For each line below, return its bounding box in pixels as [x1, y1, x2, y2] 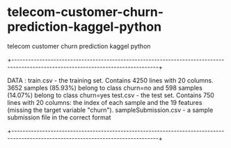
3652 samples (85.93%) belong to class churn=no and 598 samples [7, 83, 203, 92]
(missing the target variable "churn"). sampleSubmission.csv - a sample [7, 106, 214, 114]
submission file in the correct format [7, 113, 111, 122]
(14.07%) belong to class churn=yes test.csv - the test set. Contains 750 [7, 91, 214, 99]
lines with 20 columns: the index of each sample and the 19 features [7, 98, 202, 106]
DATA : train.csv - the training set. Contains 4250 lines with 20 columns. [7, 76, 214, 84]
